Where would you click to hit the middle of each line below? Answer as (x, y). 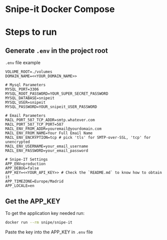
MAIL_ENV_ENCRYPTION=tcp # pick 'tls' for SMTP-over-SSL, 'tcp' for (78, 138)
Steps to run (31, 32)
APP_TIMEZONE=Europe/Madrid (34, 181)
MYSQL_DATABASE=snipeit (30, 98)
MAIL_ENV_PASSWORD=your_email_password (47, 151)
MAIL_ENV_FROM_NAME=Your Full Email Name (49, 133)
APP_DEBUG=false (22, 168)
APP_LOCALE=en (20, 186)
